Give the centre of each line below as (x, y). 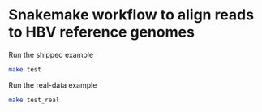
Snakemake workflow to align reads (131, 15)
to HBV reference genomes (101, 32)
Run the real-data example (53, 85)
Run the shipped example (51, 54)
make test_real (34, 100)
